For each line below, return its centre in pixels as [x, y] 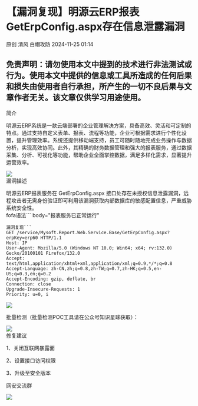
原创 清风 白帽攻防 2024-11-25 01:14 [50, 44]
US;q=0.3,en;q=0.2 [29, 274]
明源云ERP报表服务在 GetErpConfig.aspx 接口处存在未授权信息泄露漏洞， [95, 193]
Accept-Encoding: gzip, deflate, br [51, 279]
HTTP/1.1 [51, 238]
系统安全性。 [22, 208]
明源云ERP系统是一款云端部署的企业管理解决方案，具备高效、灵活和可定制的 [99, 125]
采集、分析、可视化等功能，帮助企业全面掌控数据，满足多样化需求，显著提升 [99, 155]
